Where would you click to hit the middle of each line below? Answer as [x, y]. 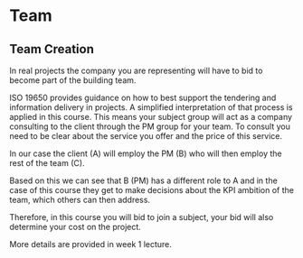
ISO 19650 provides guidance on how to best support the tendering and [143, 97]
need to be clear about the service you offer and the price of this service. [146, 136]
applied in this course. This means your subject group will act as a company [151, 117]
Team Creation [52, 49]
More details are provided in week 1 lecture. [90, 244]
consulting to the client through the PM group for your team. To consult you [150, 126]
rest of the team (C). [47, 163]
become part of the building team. [73, 80]
